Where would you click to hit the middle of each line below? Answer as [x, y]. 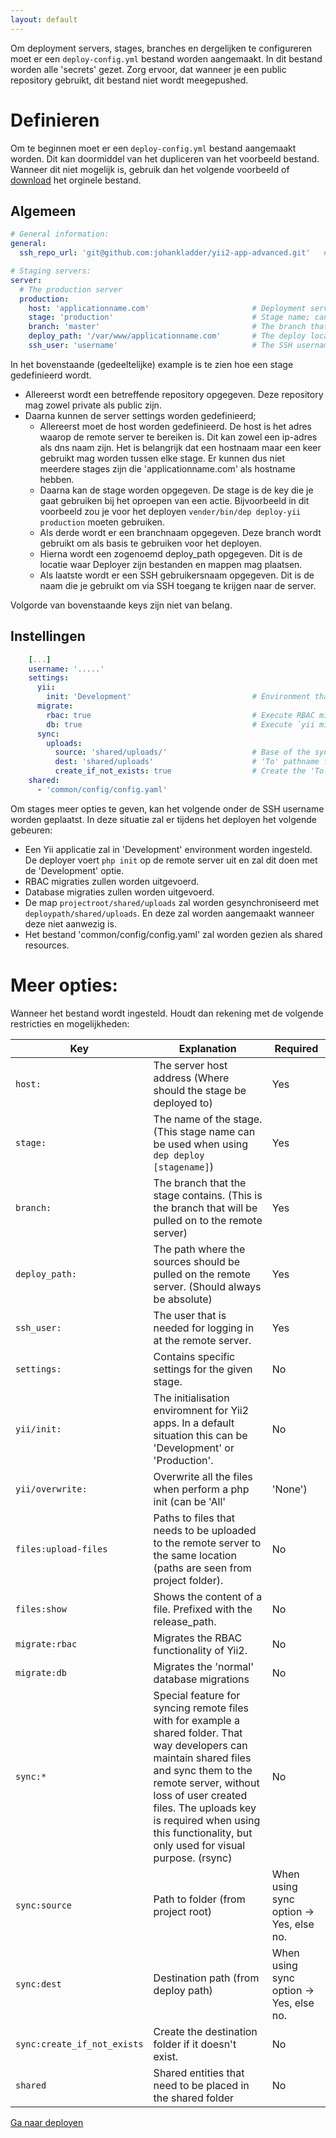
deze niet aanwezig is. [70, 923]
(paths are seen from [202, 1568]
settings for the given [203, 1369]
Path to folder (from [199, 1899]
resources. [47, 945]
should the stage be [200, 1090]
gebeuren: [31, 830]
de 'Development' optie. [74, 870]
